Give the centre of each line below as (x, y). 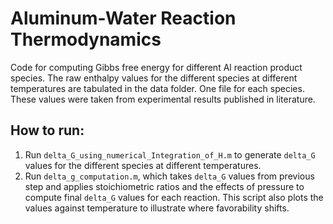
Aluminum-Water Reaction (123, 18)
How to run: (47, 130)
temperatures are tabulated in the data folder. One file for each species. (157, 88)
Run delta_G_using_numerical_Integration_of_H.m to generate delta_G (170, 154)
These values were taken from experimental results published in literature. (163, 99)
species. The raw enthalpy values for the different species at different (154, 78)
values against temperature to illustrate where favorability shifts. (157, 208)
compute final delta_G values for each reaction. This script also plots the (174, 197)
